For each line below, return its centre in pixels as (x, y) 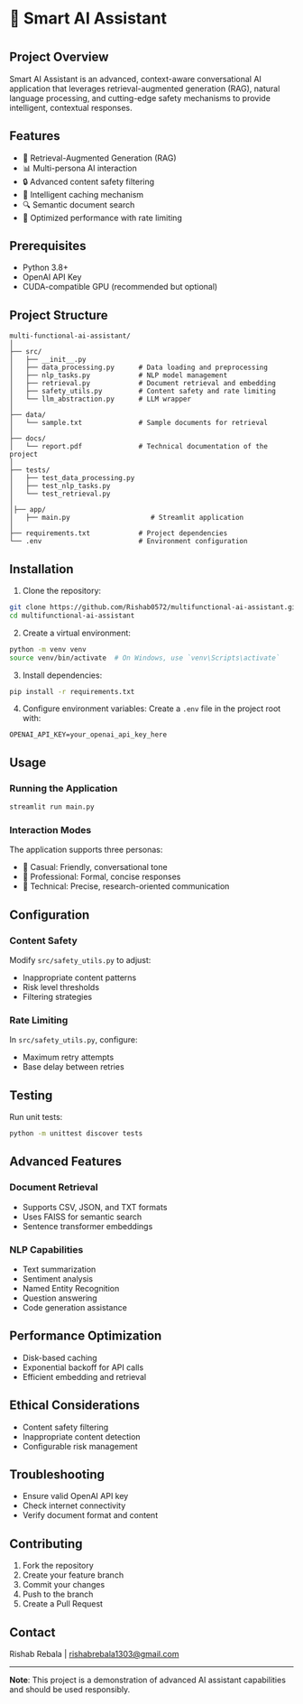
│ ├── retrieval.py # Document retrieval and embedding (143, 384)
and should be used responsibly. (70, 1690)
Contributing (46, 1544)
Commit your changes (64, 1585)
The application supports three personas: (86, 850)
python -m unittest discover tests (76, 1134)
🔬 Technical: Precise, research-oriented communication (126, 886)
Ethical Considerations (74, 1406)
